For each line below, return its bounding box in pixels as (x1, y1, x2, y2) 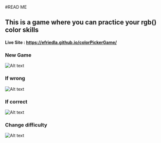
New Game (5, 51, 32, 58)
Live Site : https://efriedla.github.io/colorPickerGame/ (5, 39, 117, 45)
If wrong (5, 75, 25, 82)
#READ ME (5, 4, 27, 10)
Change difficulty (5, 122, 48, 128)
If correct (5, 98, 28, 105)
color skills (5, 26, 39, 34)
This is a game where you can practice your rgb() (5, 18, 157, 26)
